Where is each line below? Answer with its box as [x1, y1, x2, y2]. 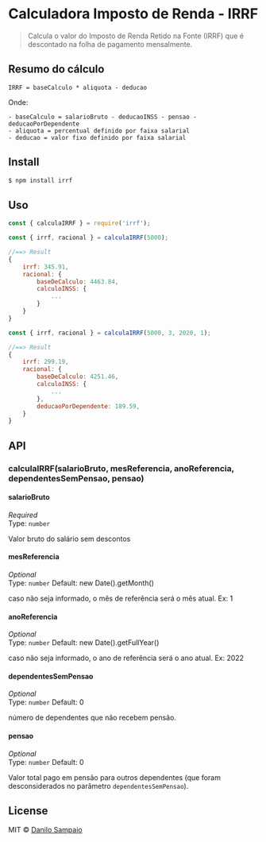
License [8, 804, 48, 817]
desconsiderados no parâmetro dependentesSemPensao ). [8, 781, 189, 790]
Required [8, 510, 38, 519]
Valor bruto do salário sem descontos [8, 534, 131, 543]
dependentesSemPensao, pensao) [8, 473, 145, 484]
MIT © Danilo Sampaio [8, 825, 83, 835]
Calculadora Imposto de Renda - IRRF [8, 5, 259, 23]
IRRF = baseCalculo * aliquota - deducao [8, 83, 148, 91]
